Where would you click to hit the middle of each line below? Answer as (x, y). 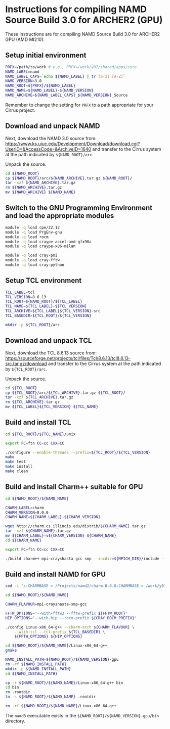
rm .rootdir (18, 692)
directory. (15, 721)
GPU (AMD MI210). (25, 39)
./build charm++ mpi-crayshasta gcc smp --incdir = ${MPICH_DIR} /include (82, 559)
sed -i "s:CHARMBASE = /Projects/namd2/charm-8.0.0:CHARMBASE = (74, 586)
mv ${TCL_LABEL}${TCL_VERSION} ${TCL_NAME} (52, 407)
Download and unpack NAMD (53, 126)
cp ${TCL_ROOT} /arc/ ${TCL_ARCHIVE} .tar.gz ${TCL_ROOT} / (65, 393)
